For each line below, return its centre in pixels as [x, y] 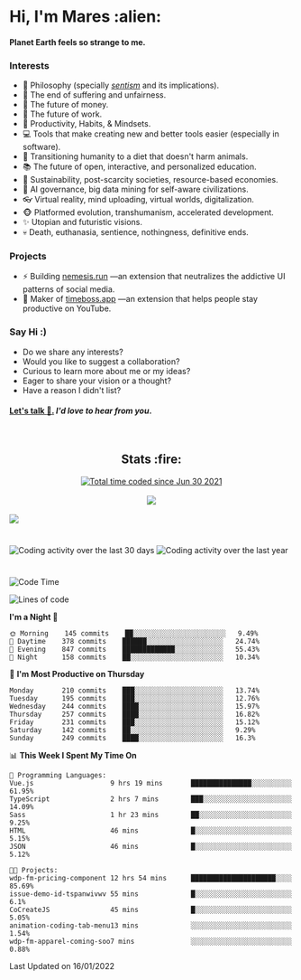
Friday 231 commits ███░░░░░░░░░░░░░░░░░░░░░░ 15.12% [134, 722]
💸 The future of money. [65, 105]
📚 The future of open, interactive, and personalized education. [139, 167]
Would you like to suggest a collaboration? [101, 361]
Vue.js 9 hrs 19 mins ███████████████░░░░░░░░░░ [151, 784]
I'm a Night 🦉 [34, 617]
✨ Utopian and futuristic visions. [82, 222]
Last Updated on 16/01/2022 [62, 966]
